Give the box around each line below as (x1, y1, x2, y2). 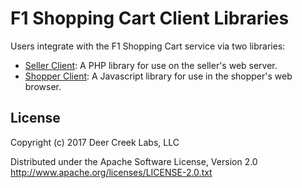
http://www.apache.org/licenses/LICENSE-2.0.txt (10, 166, 213, 178)
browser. (24, 80, 62, 92)
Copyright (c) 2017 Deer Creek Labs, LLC (10, 136, 180, 148)
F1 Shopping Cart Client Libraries (10, 7, 290, 30)
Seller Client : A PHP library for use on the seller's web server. (24, 59, 278, 71)
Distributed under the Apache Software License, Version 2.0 (10, 155, 258, 167)
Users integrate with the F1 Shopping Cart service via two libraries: (10, 40, 286, 52)
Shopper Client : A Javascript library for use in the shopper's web (24, 70, 293, 82)
